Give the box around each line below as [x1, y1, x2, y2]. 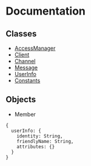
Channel [14, 58, 36, 64]
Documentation [5, 4, 86, 18]
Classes [5, 29, 37, 39]
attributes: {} [16, 144, 55, 150]
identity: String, [16, 133, 63, 139]
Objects [5, 94, 36, 105]
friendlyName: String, [16, 138, 74, 144]
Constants [14, 77, 41, 84]
